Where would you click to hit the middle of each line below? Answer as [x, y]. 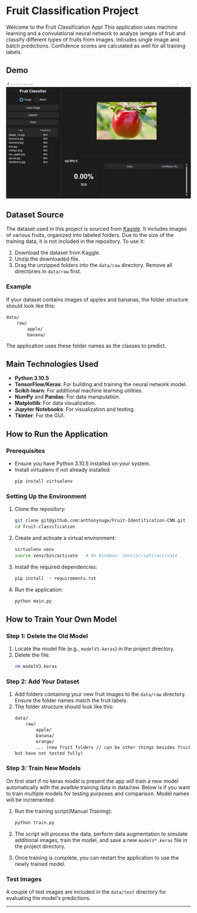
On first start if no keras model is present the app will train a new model [92, 781]
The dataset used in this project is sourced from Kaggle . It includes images [96, 229]
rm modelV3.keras [36, 667]
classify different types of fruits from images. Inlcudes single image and [93, 39]
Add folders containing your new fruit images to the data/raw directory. [100, 694]
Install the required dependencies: [56, 567]
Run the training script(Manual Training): [63, 811]
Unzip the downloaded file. [47, 259]
